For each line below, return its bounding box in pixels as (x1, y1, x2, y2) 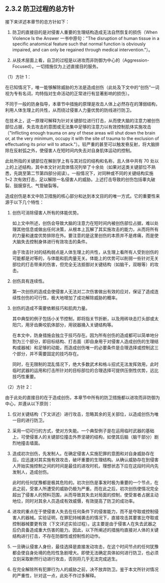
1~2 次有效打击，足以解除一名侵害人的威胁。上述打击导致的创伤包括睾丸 (5, 176, 151, 182)
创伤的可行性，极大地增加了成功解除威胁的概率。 (21, 295, 120, 301)
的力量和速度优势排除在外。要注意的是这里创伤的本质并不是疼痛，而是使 (12, 232, 159, 238)
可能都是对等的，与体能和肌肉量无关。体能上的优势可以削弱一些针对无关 (12, 255, 159, 261)
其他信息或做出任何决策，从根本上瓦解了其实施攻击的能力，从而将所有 (16, 226, 159, 232)
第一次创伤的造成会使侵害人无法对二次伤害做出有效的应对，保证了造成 (12, 288, 155, 294)
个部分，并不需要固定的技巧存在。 (12, 350, 82, 356)
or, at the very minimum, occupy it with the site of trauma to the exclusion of (5, 135, 159, 141)
